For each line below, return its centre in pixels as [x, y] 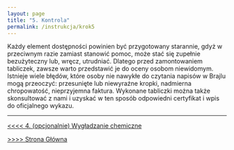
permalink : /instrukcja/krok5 [51, 27]
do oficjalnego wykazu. [41, 106]
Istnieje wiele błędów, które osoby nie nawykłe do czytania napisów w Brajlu [117, 76]
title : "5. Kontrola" [39, 20]
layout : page [26, 14]
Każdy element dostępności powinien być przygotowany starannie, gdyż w [115, 47]
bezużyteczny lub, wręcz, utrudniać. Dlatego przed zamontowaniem [105, 61]
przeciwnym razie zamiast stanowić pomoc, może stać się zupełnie [104, 54]
